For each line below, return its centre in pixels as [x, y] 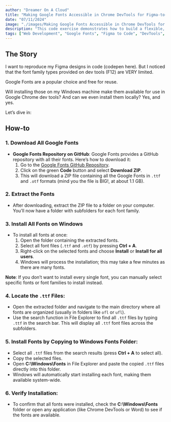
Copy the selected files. [37, 358]
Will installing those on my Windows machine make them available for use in [85, 92]
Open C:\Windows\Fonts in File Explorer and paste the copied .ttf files [88, 363]
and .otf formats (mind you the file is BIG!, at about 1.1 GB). [82, 181]
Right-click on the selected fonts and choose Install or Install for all [91, 251]
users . [27, 257]
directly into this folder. [37, 369]
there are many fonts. [43, 267]
